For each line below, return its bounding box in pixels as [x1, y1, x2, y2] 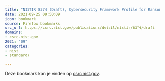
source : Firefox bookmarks [5, 21, 60, 26]
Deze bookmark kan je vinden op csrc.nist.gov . [5, 71, 100, 77]
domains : [5, 30, 23, 35]
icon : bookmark [5, 16, 36, 21]
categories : [5, 44, 29, 49]
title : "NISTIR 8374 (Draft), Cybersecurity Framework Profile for [5, 7, 146, 12]
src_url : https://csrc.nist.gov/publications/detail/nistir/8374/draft [5, 26, 155, 30]
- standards [5, 53, 29, 58]
